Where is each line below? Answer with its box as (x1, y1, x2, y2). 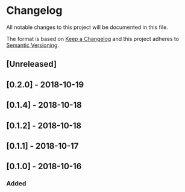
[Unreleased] (6, 59, 57, 69)
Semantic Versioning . (6, 42, 59, 49)
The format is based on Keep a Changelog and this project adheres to (6, 35, 180, 42)
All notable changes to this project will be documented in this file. (6, 23, 169, 31)
